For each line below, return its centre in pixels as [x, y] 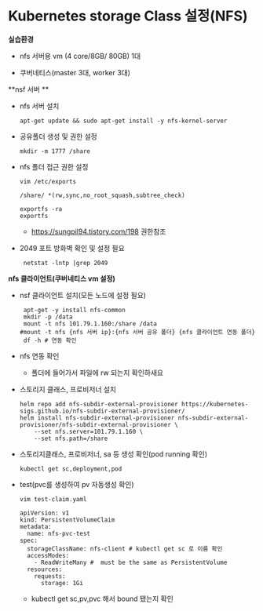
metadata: [36, 526]
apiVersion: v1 [44, 513]
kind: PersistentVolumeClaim [67, 520]
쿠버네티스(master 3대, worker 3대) [75, 72]
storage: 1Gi [62, 583]
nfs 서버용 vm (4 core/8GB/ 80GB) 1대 [80, 56]
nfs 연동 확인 [39, 356]
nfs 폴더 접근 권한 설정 [54, 166]
